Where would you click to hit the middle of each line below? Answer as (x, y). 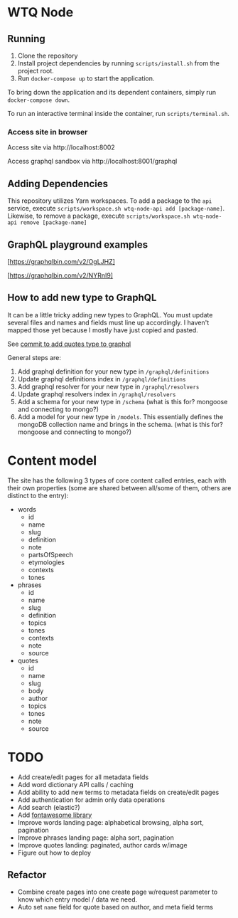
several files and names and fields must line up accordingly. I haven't (108, 322)
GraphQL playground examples (78, 244)
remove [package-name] (54, 223)
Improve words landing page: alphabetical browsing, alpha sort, (110, 822)
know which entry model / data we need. (77, 899)
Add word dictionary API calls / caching (75, 784)
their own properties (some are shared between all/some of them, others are (119, 487)
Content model (52, 460)
